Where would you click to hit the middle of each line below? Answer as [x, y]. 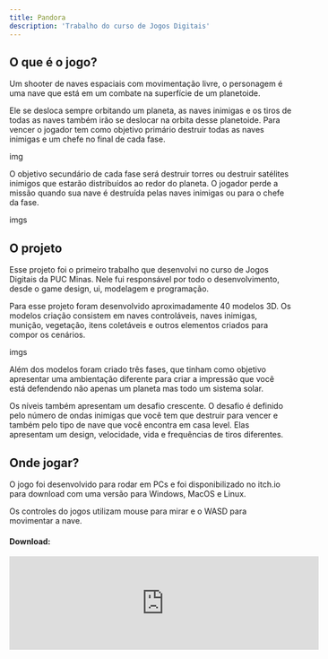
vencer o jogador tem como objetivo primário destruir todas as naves [137, 130]
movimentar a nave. [46, 520]
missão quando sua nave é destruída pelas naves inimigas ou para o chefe [147, 193]
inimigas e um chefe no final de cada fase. [87, 139]
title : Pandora [38, 17]
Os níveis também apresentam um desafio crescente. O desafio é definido [147, 406]
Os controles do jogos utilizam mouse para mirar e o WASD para [128, 511]
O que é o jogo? [53, 62]
